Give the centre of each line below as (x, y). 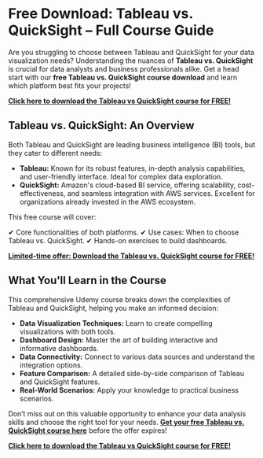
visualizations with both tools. (68, 331)
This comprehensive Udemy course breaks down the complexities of (119, 299)
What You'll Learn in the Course (88, 281)
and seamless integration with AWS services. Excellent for (161, 193)
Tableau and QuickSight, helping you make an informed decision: (113, 308)
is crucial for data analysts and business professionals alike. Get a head (124, 68)
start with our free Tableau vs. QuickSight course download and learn (123, 77)
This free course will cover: (52, 216)
